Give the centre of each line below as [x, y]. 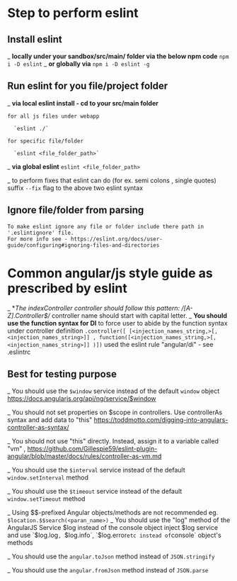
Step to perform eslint [73, 13]
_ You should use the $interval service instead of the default [96, 470]
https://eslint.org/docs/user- [116, 239]
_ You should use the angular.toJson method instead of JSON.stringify [111, 557]
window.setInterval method [48, 477]
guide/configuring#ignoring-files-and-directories [83, 245]
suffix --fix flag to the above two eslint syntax [75, 188]
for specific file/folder [45, 141]
